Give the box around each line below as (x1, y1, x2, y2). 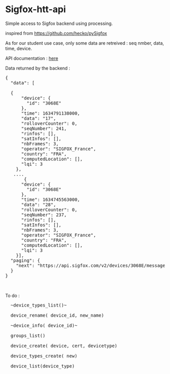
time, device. (5, 45, 32, 51)
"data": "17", (21, 115, 57, 121)
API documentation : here (5, 55, 58, 61)
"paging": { (10, 257, 40, 263)
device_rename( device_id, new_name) (10, 312, 104, 318)
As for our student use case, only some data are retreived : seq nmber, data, (5, 40, 164, 46)
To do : (5, 292, 20, 298)
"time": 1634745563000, (21, 196, 80, 202)
